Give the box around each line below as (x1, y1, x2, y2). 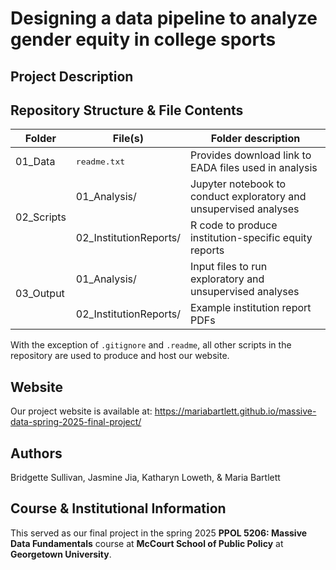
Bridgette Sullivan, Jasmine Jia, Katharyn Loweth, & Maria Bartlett (10, 472, 281, 484)
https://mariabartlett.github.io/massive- (154, 405, 317, 417)
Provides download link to (189, 148, 312, 162)
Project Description (10, 68, 134, 85)
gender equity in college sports (10, 28, 277, 51)
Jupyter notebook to (189, 177, 287, 191)
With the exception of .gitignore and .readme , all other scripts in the (10, 339, 292, 351)
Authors (10, 445, 63, 462)
